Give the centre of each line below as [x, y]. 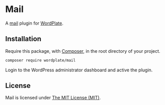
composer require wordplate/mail [40, 60]
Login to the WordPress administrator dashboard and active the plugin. [79, 70]
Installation [23, 39]
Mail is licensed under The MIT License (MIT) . [53, 98]
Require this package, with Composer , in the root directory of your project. [83, 51]
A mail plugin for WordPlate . [34, 23]
